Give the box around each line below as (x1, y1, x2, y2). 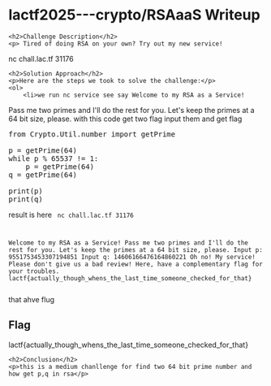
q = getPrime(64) (8, 170, 77, 180)
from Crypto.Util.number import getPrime (8, 129, 176, 139)
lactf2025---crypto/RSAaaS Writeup (8, 6, 261, 24)
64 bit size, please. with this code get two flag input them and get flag (8, 114, 243, 124)
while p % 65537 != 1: (8, 154, 99, 163)
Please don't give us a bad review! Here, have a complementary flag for (8, 260, 264, 268)
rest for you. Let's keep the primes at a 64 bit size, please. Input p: (8, 245, 264, 254)
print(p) (8, 186, 43, 196)
